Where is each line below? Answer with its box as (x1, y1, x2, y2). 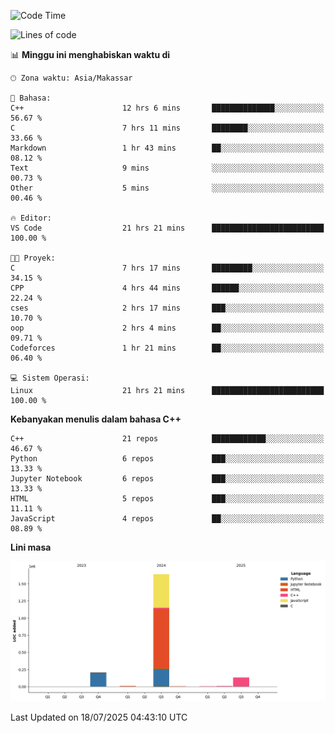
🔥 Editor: (10, 213, 52, 223)
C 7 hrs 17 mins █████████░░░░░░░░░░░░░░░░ (10, 263, 325, 273)
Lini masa (10, 541, 52, 553)
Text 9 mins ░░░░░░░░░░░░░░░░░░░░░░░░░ (10, 163, 325, 173)
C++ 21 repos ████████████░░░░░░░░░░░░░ (10, 434, 325, 444)
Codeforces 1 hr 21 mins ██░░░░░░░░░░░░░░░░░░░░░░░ (10, 343, 325, 353)
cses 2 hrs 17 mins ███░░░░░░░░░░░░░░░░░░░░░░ (10, 303, 325, 313)
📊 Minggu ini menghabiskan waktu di (10, 49, 171, 60)
